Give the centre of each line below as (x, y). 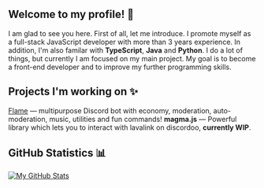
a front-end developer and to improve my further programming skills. (120, 67)
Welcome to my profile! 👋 (71, 15)
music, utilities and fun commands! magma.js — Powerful (143, 119)
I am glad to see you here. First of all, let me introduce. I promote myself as (130, 33)
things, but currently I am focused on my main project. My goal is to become (132, 58)
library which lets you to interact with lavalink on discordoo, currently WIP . (130, 127)
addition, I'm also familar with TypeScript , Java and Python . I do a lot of (125, 50)
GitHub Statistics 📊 (57, 153)
